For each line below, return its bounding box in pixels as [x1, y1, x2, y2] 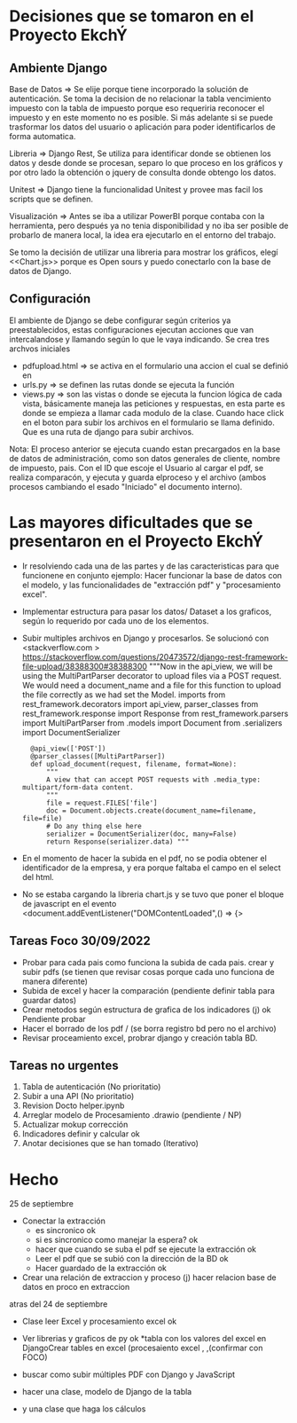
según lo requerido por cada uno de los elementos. [21, 615, 209, 626]
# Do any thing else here [45, 822, 142, 830]
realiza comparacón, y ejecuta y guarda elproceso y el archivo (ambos [9, 472, 267, 483]
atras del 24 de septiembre [9, 1299, 108, 1309]
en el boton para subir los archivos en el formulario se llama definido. [21, 417, 275, 428]
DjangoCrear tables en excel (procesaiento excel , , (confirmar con [21, 1342, 263, 1354]
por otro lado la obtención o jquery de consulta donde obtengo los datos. [9, 167, 277, 177]
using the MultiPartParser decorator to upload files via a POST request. [21, 670, 282, 680]
